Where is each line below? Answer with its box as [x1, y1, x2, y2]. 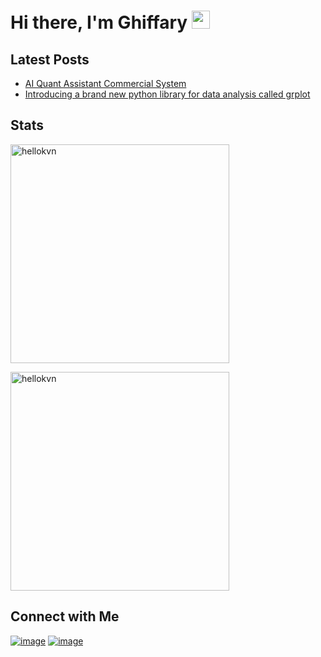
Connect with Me [10, 608, 120, 625]
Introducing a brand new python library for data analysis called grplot [24, 88, 311, 100]
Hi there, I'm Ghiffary [10, 11, 188, 34]
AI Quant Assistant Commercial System [24, 78, 187, 89]
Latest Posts [10, 51, 90, 68]
